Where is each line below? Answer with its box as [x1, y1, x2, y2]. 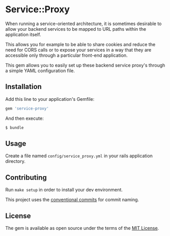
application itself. [5, 31, 41, 37]
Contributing [5, 173, 47, 182]
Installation [5, 82, 42, 91]
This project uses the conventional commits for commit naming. [5, 197, 139, 203]
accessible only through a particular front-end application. [5, 52, 128, 58]
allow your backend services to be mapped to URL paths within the [5, 26, 147, 32]
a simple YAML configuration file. [5, 68, 75, 74]
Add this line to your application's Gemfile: [5, 96, 94, 102]
